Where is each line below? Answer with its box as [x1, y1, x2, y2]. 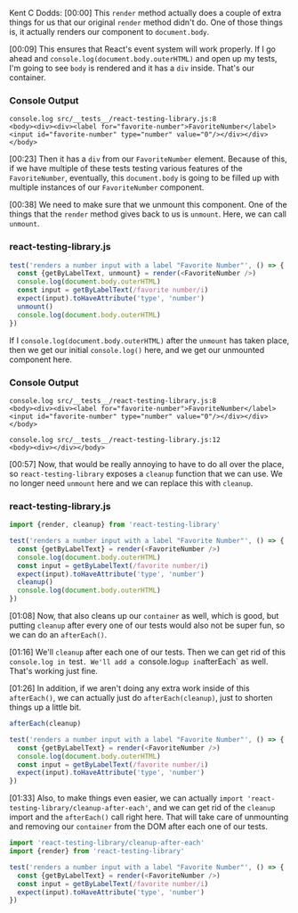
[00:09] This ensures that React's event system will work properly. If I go [9, 44, 276, 54]
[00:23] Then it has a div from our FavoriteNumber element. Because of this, [9, 153, 287, 164]
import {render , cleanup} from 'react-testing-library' [9, 521, 221, 530]
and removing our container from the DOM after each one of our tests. [9, 821, 269, 832]
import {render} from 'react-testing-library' [9, 847, 185, 856]
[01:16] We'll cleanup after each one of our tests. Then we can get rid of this [9, 646, 286, 658]
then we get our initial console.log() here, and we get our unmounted [9, 344, 265, 355]
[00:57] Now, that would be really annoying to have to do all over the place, [9, 458, 285, 469]
